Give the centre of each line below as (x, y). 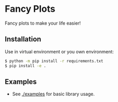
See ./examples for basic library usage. (53, 94)
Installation (23, 39)
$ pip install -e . (26, 66)
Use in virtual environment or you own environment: (59, 51)
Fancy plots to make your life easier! (43, 23)
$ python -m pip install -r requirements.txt (54, 61)
